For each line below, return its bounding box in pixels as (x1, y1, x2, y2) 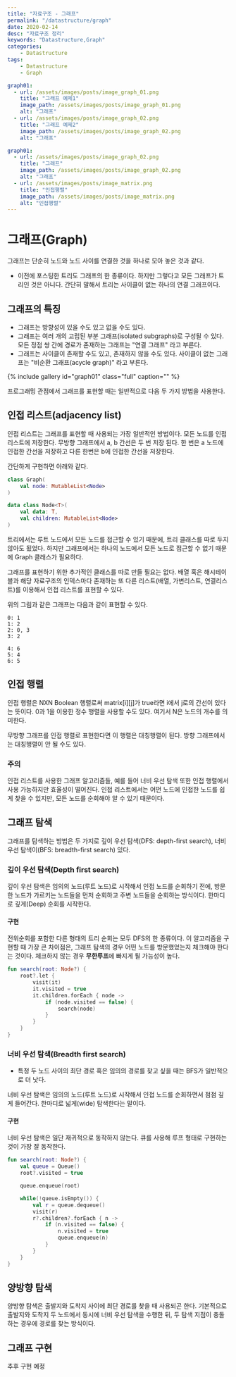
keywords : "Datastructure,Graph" (7, 37, 106, 44)
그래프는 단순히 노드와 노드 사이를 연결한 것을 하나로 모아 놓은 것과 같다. (7, 256, 204, 265)
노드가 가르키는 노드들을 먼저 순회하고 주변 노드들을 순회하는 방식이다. (14, 891, 206, 899)
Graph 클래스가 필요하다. (14, 552, 84, 561)
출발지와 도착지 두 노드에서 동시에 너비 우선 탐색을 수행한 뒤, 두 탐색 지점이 (7, 1311, 212, 1319)
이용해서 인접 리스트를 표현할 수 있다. (22, 585, 125, 594)
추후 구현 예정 (7, 1362, 46, 1371)
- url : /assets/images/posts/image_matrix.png (13, 180, 153, 187)
